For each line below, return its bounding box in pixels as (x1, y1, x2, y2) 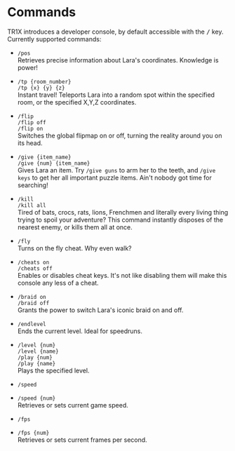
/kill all (17, 201, 47, 209)
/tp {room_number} (17, 78, 72, 85)
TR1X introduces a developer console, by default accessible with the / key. (7, 27, 224, 36)
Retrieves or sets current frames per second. (17, 436, 147, 444)
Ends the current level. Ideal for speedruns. (17, 327, 142, 335)
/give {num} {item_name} (17, 159, 90, 167)
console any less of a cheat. (17, 278, 100, 287)
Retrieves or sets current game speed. (17, 400, 128, 409)
